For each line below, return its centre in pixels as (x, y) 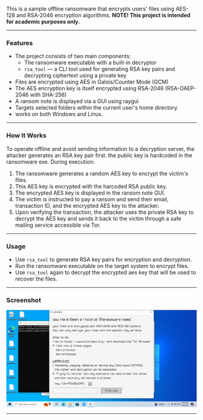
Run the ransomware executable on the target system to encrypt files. (102, 265)
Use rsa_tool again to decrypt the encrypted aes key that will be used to (105, 272)
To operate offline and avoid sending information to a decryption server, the (101, 148)
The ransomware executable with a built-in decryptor (90, 62)
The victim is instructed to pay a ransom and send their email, (92, 199)
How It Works (27, 136)
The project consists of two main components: (73, 56)
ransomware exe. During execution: (50, 162)
